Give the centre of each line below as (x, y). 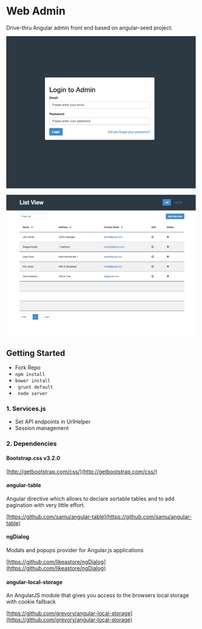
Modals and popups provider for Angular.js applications (75, 550)
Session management (42, 428)
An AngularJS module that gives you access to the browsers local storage (98, 595)
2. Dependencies (32, 444)
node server (33, 394)
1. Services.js (26, 409)
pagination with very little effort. (46, 505)
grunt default (35, 387)
